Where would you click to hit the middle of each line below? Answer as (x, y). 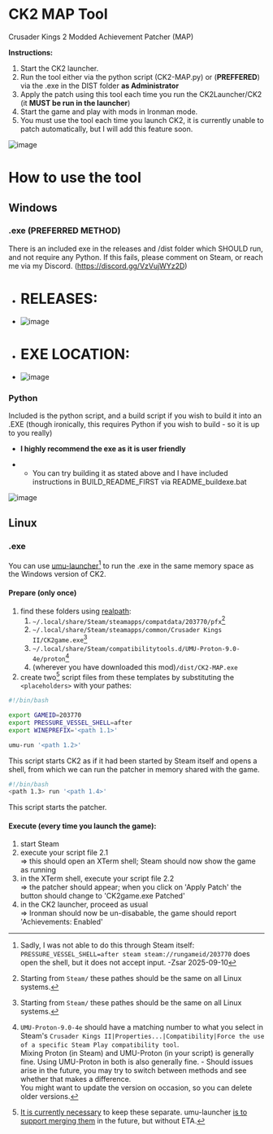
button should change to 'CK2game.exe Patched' (102, 896)
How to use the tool (75, 178)
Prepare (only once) (43, 592)
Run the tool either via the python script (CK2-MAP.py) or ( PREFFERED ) (140, 77)
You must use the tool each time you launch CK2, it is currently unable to (142, 120)
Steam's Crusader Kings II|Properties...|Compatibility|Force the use (142, 1036)
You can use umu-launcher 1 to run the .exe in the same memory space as (131, 565)
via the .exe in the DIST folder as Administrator (100, 86)
